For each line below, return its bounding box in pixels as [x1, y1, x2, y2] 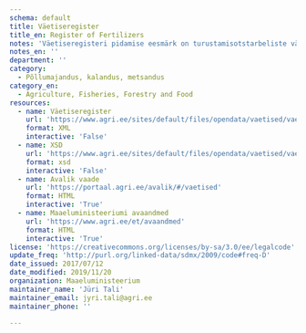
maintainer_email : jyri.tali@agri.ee [9, 293, 153, 302]
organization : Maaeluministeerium [9, 276, 141, 286]
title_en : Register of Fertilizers [9, 30, 145, 39]
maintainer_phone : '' [9, 302, 92, 311]
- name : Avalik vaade [17, 174, 100, 183]
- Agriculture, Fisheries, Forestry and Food [17, 89, 194, 99]
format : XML [25, 124, 71, 133]
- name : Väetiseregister [17, 107, 112, 116]
